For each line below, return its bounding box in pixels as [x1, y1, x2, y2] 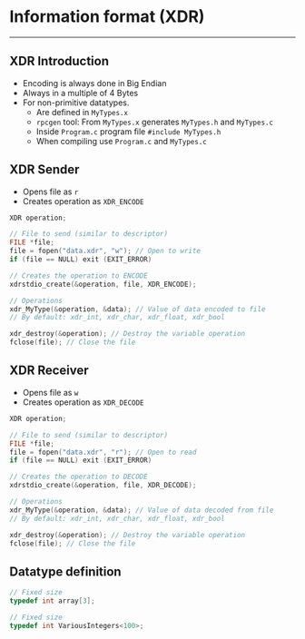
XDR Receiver [9, 363, 89, 378]
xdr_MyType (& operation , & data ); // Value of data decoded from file [9, 506, 274, 515]
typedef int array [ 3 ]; [9, 596, 95, 605]
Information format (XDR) [9, 6, 205, 27]
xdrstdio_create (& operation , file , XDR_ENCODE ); [9, 280, 197, 289]
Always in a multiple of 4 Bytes [22, 87, 139, 98]
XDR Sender [9, 162, 80, 178]
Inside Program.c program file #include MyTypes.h [35, 125, 221, 137]
